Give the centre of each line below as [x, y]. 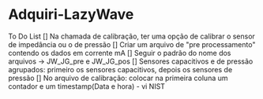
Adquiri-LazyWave [71, 15]
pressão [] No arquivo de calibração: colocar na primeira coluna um [118, 78]
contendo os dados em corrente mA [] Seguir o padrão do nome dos [120, 53]
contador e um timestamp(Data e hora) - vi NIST [87, 86]
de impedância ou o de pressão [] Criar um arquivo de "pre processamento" [132, 44]
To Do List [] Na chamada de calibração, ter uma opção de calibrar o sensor [131, 36]
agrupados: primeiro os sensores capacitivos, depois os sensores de [120, 69]
